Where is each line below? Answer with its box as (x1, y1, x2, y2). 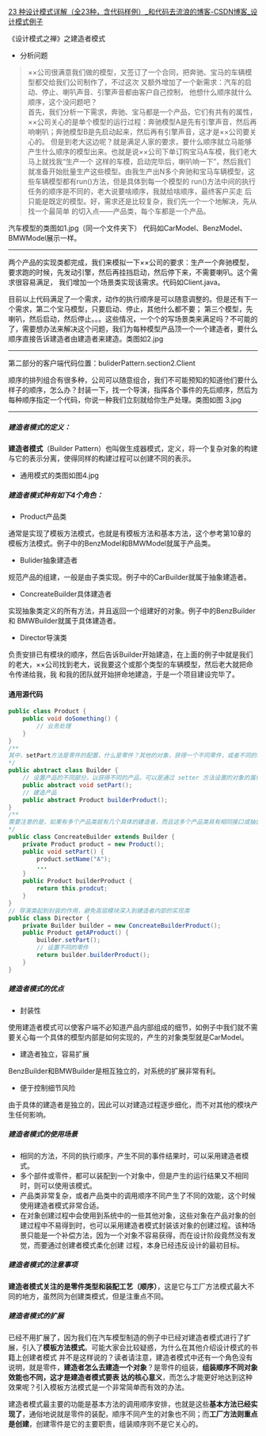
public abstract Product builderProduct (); (22, 796, 169, 804)
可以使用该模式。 (40, 1180, 97, 1190)
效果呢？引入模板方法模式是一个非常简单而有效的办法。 (8, 1382, 188, 1392)
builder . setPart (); (36, 936, 101, 944)
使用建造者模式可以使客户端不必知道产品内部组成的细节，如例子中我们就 (8, 1022, 244, 1032)
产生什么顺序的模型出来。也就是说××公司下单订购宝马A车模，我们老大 (27, 147, 257, 156)
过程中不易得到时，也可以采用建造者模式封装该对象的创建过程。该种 (26, 1220, 249, 1229)
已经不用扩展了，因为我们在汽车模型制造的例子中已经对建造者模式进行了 (8, 1333, 244, 1342)
